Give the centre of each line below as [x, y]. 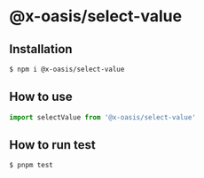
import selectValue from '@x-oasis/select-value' [103, 117]
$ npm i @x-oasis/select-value [67, 69]
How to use [41, 97]
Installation [41, 49]
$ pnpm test [31, 166]
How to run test [52, 145]
